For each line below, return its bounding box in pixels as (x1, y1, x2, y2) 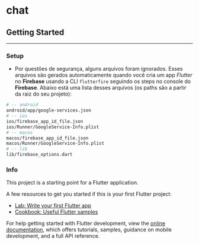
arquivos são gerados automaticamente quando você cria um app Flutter (14, 72, 192, 79)
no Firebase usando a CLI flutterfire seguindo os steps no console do (14, 78, 191, 85)
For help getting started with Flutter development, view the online (6, 220, 166, 227)
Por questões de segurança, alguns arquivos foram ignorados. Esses (14, 65, 183, 72)
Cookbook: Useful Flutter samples (14, 208, 98, 215)
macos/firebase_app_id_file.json (6, 135, 89, 141)
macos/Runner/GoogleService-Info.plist (6, 141, 105, 147)
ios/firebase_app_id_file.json (6, 118, 84, 125)
